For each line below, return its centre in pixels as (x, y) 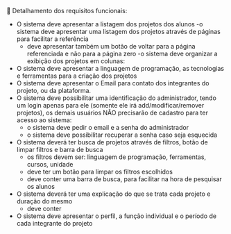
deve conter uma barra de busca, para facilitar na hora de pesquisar (125, 179)
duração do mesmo (44, 201)
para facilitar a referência (52, 39)
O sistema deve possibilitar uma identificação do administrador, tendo (116, 98)
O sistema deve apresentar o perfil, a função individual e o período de (116, 216)
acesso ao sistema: (44, 120)
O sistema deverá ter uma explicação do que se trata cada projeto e (113, 194)
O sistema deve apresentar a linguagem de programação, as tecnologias (120, 68)
